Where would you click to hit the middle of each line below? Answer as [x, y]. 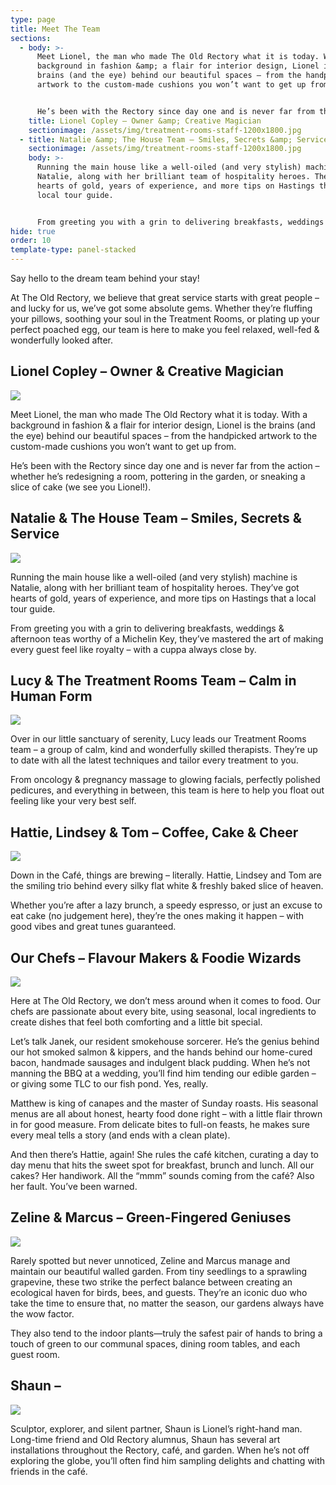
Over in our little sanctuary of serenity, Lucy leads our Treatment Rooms [158, 739]
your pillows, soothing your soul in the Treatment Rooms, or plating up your [165, 319]
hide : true [33, 231]
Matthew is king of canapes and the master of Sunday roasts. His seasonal [164, 1103]
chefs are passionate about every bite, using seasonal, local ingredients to [163, 1012]
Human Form [51, 696]
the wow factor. [42, 1313]
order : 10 [31, 241]
